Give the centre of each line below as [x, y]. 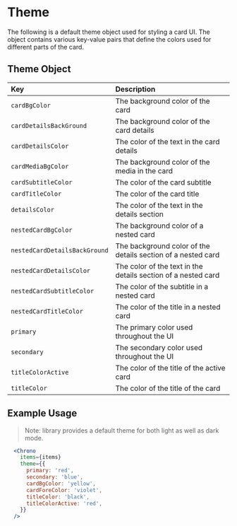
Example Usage [42, 413]
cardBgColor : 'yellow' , [61, 484]
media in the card [144, 170]
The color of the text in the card [168, 141]
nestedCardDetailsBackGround [60, 250]
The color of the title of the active [170, 368]
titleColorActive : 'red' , [64, 503]
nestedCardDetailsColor [51, 270]
